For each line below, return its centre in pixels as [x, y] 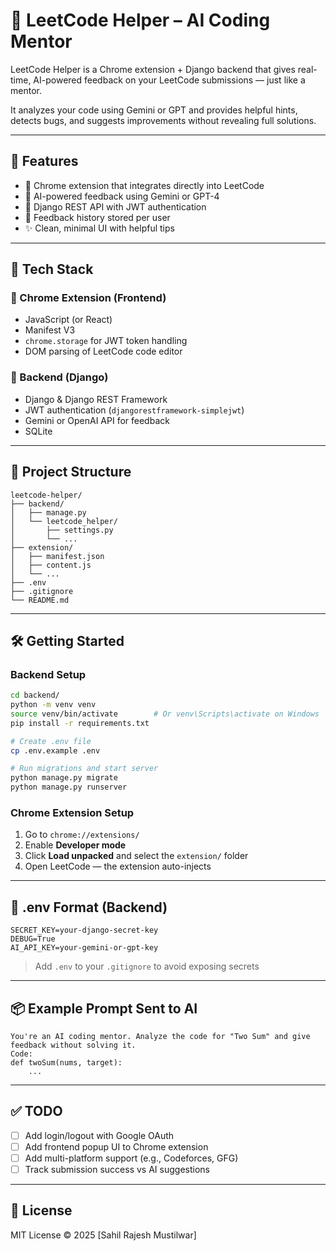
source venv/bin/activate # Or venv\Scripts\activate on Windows [165, 714]
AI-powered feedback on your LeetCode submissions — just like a [169, 80]
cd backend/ [35, 695]
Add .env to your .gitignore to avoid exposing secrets [147, 966]
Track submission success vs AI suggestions [117, 1170]
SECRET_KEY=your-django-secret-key [84, 930]
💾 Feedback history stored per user [97, 217]
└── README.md [40, 600]
